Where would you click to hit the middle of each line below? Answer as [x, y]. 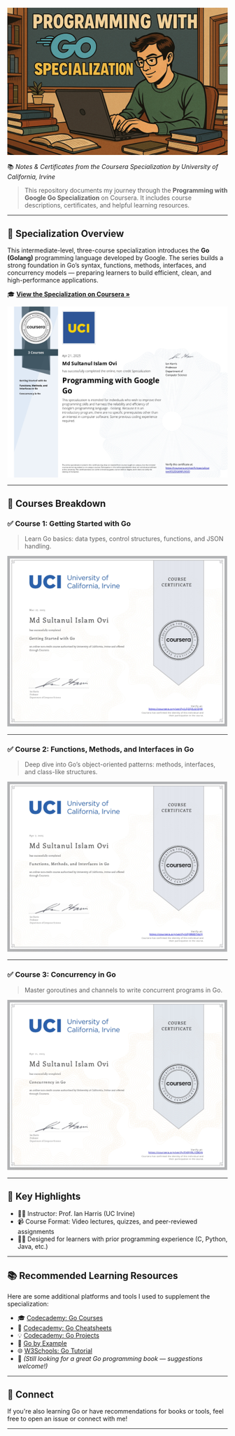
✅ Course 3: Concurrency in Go [62, 975]
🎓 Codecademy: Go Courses [60, 1318]
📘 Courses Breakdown [57, 504]
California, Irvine [31, 177]
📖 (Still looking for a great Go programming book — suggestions [110, 1358]
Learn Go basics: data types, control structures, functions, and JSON [124, 539]
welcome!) [33, 1366]
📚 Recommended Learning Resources [93, 1276]
